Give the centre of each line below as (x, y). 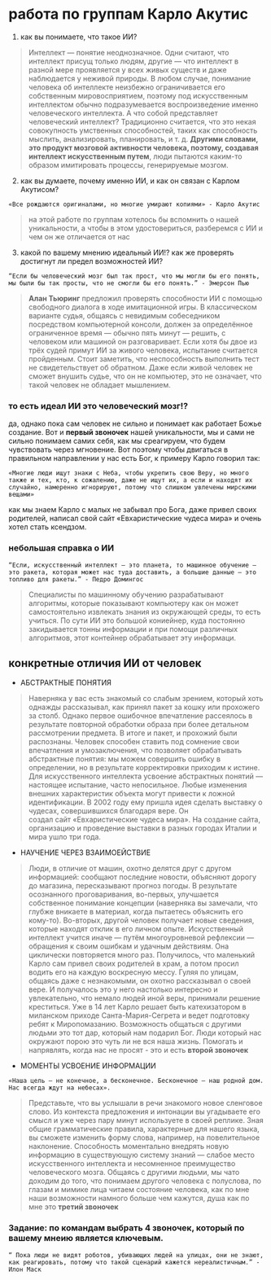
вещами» (22, 495)
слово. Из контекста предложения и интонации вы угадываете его (144, 1111)
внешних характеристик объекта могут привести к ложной (132, 794)
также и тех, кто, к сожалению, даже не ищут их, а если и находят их (131, 480)
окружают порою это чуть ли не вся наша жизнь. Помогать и (135, 1041)
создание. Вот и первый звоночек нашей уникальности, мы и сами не (131, 432)
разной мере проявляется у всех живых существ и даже (127, 69)
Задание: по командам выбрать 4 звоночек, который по (127, 1228)
